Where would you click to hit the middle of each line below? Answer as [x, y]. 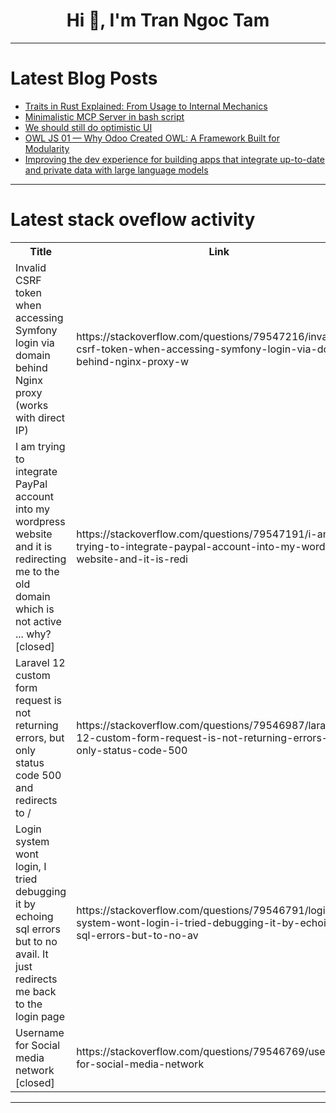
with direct [40, 417]
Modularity [47, 148]
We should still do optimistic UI [88, 127]
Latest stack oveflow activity [133, 220]
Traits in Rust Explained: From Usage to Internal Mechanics [146, 106]
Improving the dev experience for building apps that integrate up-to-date [174, 159]
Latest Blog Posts [84, 78]
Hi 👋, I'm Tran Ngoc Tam [168, 20]
